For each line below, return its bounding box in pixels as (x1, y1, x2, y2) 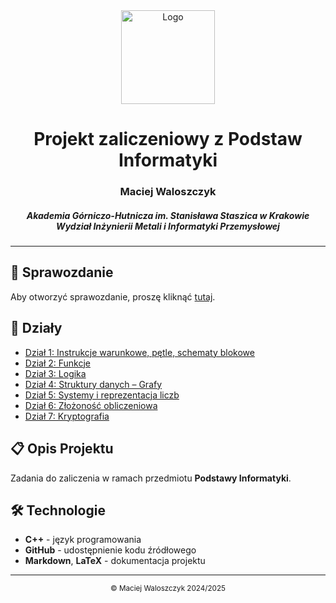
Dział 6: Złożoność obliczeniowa (24, 399, 158, 411)
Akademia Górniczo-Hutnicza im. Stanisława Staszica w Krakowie (26, 209, 310, 221)
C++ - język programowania (24, 534, 142, 546)
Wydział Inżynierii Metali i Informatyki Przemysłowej (56, 220, 280, 232)
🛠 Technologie (10, 502, 106, 519)
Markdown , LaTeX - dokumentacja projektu (24, 555, 206, 567)
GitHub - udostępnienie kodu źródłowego (24, 544, 197, 556)
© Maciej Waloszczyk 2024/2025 (110, 584, 226, 594)
